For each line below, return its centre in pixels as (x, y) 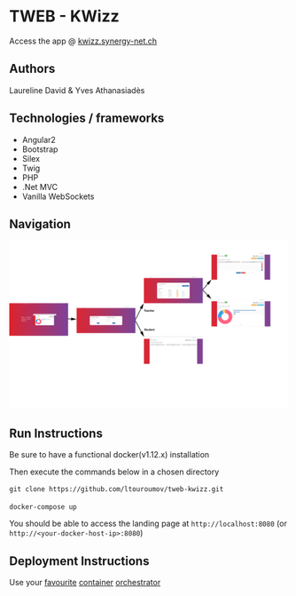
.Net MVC (40, 187)
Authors (32, 69)
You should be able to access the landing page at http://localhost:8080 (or (148, 524)
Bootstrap (40, 149)
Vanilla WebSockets (58, 196)
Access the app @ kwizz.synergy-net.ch (83, 41)
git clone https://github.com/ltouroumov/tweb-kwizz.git (117, 489)
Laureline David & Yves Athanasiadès (77, 90)
